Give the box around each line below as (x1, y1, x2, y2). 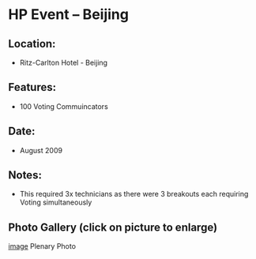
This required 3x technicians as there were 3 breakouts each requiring (19, 190, 249, 199)
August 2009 (19, 145, 63, 155)
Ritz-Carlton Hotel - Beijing (19, 58, 108, 67)
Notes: (8, 168, 42, 182)
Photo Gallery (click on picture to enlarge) (8, 220, 218, 234)
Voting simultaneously (19, 197, 92, 207)
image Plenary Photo (8, 242, 77, 251)
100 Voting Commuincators (19, 101, 108, 111)
